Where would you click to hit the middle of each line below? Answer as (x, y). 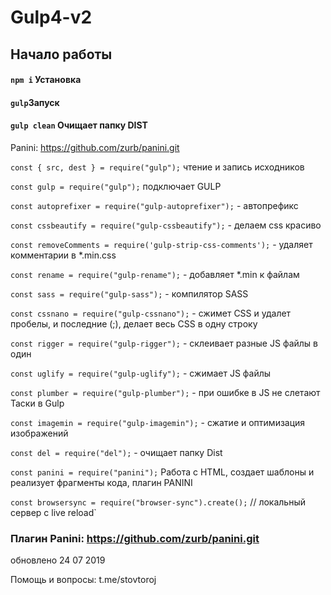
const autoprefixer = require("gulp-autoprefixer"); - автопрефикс (154, 205)
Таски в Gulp (37, 403)
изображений (39, 433)
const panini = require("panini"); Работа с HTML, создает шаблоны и (162, 472)
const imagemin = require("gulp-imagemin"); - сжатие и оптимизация (158, 422)
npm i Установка (46, 80)
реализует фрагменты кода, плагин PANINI (101, 482)
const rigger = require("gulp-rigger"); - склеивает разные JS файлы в (164, 343)
